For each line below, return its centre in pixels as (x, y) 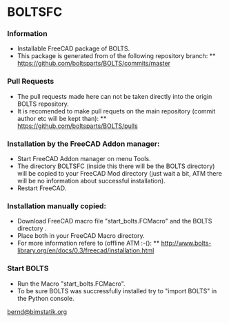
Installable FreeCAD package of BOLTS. (73, 48)
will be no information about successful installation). (91, 181)
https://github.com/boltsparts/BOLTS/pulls (77, 126)
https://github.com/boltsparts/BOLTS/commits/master (94, 64)
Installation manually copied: (57, 206)
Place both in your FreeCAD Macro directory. (81, 236)
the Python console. (46, 298)
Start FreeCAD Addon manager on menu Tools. (84, 159)
